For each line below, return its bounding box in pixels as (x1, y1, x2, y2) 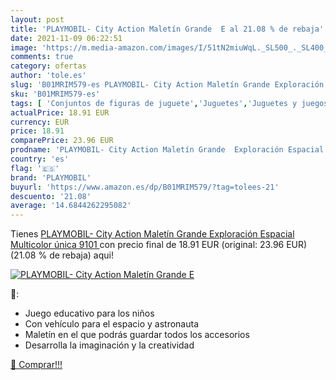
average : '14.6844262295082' (10, 201, 132, 211)
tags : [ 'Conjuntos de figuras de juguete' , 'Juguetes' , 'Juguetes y (10, 98, 298, 108)
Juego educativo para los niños (24, 307, 155, 320)
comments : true (10, 52, 74, 62)
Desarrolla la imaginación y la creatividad (24, 339, 195, 351)
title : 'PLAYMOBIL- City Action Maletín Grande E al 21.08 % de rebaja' (10, 24, 325, 34)
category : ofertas (10, 61, 87, 71)
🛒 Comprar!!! (10, 359, 63, 371)
